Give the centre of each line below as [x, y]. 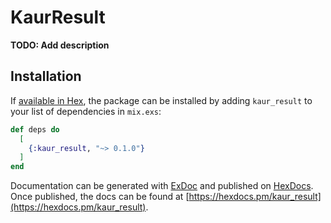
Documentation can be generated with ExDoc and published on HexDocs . [162, 186]
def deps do [35, 129]
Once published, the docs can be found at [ [100, 197]
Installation [46, 76]
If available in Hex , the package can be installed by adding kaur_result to [161, 100]
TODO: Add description [60, 45]
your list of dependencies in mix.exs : [86, 111]
